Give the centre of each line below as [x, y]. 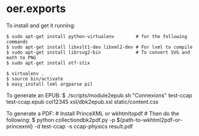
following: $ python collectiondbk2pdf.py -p [61, 120]
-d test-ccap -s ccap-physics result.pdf [84, 126]
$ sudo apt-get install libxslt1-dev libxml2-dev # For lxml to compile [99, 47]
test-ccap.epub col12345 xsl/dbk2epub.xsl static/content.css [82, 102]
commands [17, 42]
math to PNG [21, 57]
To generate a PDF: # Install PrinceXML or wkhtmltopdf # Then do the [93, 113]
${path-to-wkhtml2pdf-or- [150, 120]
